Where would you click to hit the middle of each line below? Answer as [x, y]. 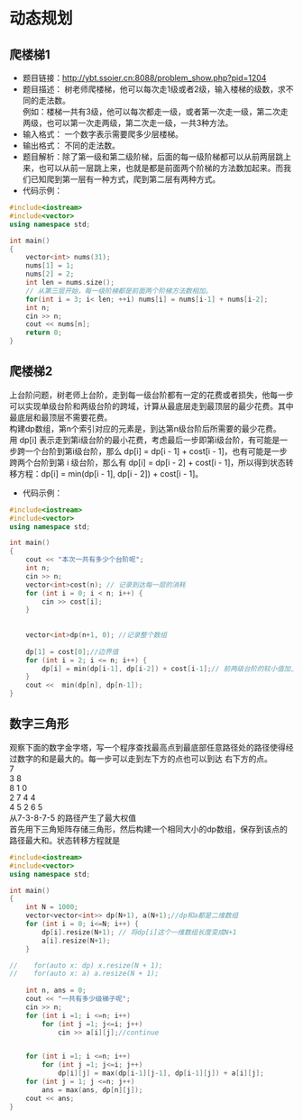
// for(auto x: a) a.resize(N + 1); [84, 974]
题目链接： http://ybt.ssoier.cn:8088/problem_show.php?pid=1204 [144, 78]
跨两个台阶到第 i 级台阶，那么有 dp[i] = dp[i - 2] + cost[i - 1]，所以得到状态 [147, 462]
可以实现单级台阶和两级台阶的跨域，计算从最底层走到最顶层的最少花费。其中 [151, 405]
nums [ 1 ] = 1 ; [50, 266]
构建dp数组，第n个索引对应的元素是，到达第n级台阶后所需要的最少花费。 [145, 428]
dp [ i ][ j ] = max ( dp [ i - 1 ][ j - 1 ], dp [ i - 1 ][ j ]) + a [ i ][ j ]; [161, 1073]
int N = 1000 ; [52, 907]
